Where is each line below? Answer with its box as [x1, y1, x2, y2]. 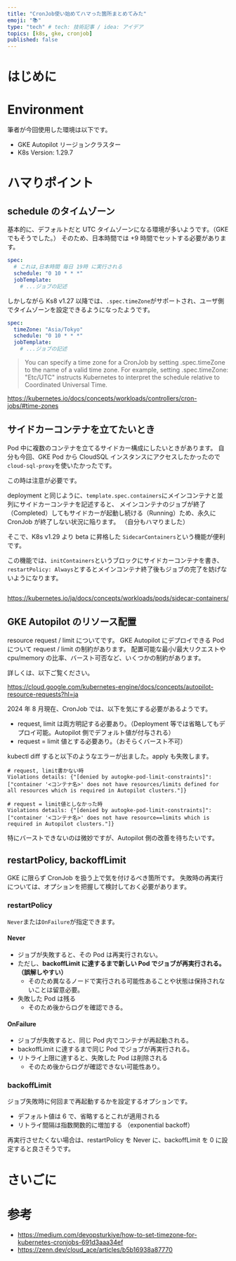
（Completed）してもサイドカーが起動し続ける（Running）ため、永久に [7, 509, 216, 517]
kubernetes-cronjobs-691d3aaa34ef [17, 1238, 124, 1246]
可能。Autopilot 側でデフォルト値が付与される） [36, 728, 175, 736]
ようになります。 [13, 573, 63, 582]
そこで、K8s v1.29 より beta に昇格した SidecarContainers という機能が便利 [7, 532, 226, 541]
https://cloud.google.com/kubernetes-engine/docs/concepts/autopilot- [7, 682, 214, 691]
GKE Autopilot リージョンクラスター [17, 141, 122, 149]
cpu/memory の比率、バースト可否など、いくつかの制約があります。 [7, 653, 205, 662]
